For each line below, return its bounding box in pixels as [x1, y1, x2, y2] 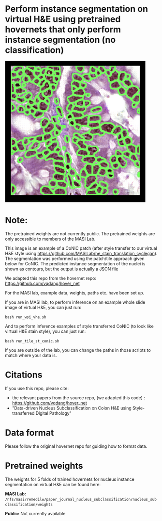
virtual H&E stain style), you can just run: [5, 328, 86, 334]
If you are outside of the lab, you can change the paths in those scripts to [5, 347, 151, 353]
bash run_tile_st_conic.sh [5, 339, 59, 343]
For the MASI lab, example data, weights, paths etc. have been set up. [5, 290, 145, 295]
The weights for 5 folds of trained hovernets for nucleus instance [5, 476, 134, 482]
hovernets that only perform [5, 24, 121, 35]
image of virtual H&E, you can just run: [5, 304, 82, 310]
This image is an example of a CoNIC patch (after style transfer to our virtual [5, 245, 157, 251]
